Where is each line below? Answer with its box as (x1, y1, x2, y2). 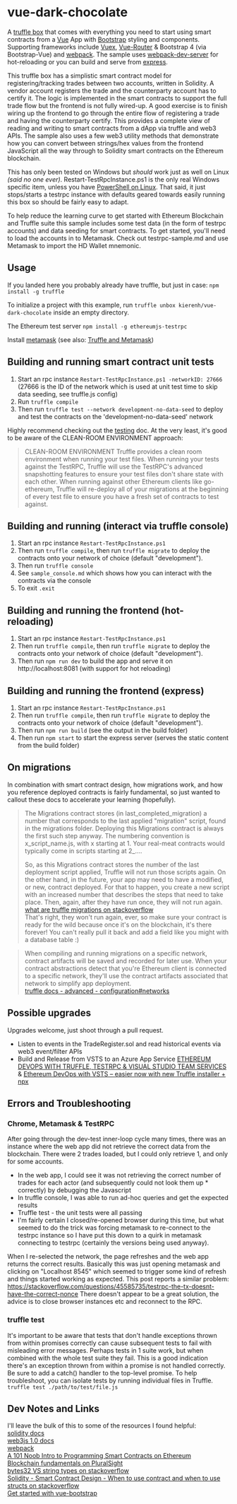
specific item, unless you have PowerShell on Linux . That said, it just (7, 182, 206, 191)
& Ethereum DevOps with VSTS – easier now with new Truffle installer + (17, 1069, 226, 1078)
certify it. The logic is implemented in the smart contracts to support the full (7, 93, 227, 102)
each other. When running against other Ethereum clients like (24, 477, 202, 486)
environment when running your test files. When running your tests (24, 454, 220, 463)
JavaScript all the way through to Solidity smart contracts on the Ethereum (7, 146, 224, 155)
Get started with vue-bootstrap (7, 1489, 97, 1498)
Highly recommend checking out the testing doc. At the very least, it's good (7, 425, 228, 435)
